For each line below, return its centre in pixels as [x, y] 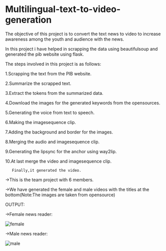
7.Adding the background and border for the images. [59, 132]
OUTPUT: [15, 204]
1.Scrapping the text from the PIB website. [48, 73]
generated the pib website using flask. [44, 54]
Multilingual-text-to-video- [63, 9]
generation [28, 20]
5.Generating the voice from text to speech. [50, 112]
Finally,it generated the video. [46, 170]
